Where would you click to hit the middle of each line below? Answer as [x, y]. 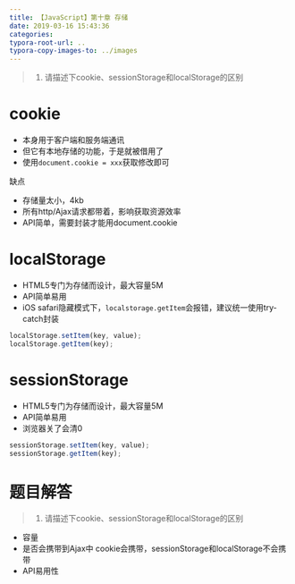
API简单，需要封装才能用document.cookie [100, 223]
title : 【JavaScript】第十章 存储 [69, 17]
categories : [31, 34]
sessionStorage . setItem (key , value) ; [80, 445]
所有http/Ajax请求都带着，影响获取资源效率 [101, 212]
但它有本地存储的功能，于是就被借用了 [93, 151]
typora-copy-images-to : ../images [74, 51]
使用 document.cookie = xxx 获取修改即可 [96, 163]
